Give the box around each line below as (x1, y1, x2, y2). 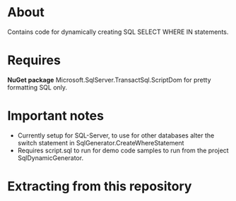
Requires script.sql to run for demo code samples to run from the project (17, 146, 229, 154)
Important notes (7, 108, 105, 124)
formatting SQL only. (7, 83, 68, 92)
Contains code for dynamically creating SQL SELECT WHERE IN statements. (7, 28, 229, 36)
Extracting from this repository (7, 178, 192, 194)
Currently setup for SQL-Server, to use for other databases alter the (17, 131, 215, 140)
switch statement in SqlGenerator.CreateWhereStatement (17, 138, 184, 147)
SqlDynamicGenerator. (17, 153, 83, 162)
